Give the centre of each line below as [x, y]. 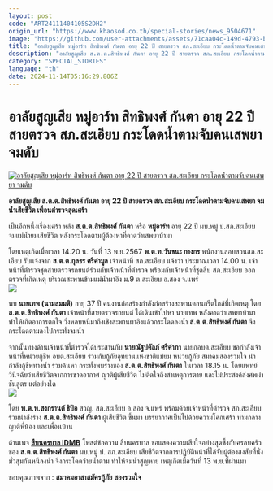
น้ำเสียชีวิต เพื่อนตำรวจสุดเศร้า [48, 210]
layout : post [30, 16]
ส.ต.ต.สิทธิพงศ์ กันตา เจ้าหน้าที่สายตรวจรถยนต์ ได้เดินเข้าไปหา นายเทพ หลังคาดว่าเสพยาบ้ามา [132, 312]
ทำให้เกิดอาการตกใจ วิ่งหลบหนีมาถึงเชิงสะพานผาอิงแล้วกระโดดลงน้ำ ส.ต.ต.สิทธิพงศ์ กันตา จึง [132, 321]
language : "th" [34, 69]
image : [19, 39]
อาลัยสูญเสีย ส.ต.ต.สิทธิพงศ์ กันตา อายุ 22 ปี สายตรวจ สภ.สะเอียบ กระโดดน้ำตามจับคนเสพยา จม [136, 201]
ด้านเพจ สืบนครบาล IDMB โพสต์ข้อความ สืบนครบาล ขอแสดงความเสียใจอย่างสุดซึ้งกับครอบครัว [135, 442]
